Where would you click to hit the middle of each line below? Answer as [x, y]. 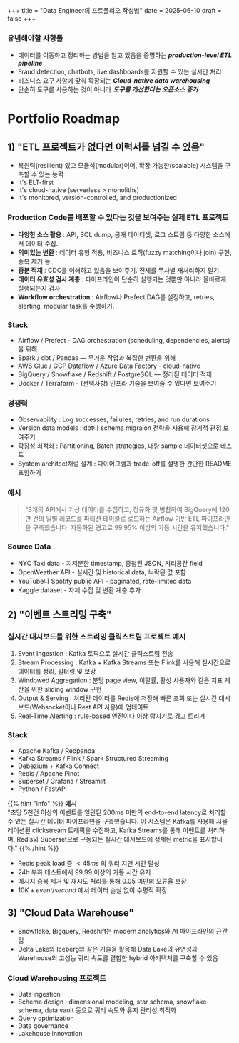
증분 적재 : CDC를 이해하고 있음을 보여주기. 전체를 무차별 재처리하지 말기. [119, 270]
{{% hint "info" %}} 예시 [42, 803]
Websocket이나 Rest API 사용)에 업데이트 [90, 707]
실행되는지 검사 [39, 288]
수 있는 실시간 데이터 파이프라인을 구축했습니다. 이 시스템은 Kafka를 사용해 [111, 821]
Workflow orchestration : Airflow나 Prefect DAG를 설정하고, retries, [116, 297]
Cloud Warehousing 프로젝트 [57, 978]
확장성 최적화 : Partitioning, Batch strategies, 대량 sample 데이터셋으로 [118, 446]
